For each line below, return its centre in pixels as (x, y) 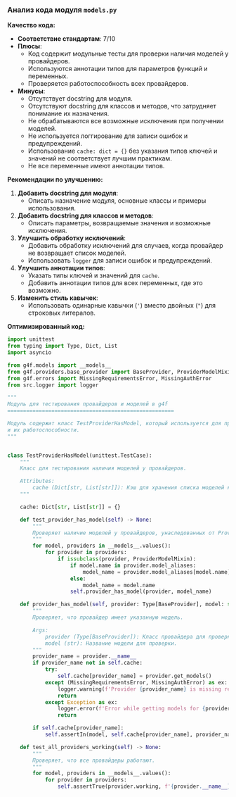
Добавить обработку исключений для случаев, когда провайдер (125, 246)
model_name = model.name (119, 585)
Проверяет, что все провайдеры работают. (94, 760)
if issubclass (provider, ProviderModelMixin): (127, 559)
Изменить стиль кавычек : (58, 298)
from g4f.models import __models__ (59, 365)
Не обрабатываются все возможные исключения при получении (126, 121)
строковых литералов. (62, 313)
